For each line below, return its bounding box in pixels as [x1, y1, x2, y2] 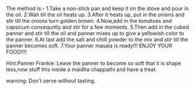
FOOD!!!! [6, 49, 27, 55]
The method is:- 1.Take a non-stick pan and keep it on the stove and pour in [6, 5, 189, 12]
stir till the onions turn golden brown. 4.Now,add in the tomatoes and [6, 18, 172, 24]
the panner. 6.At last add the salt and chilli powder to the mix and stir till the [6, 36, 189, 43]
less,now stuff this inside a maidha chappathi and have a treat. [6, 66, 157, 72]
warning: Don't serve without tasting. [6, 77, 96, 84]
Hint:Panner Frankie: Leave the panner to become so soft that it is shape [6, 60, 181, 67]
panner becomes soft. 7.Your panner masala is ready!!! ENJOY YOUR [6, 42, 172, 49]
